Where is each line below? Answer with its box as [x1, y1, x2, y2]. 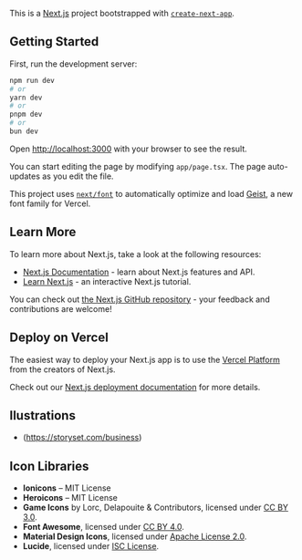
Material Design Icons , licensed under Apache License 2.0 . [22, 531, 247, 542]
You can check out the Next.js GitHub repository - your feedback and [9, 294, 271, 305]
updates [9, 171, 41, 181]
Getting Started [9, 34, 99, 49]
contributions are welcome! [9, 303, 112, 314]
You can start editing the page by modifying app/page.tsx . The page [9, 161, 266, 171]
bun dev [9, 127, 39, 136]
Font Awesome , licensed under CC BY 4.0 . [22, 522, 184, 533]
